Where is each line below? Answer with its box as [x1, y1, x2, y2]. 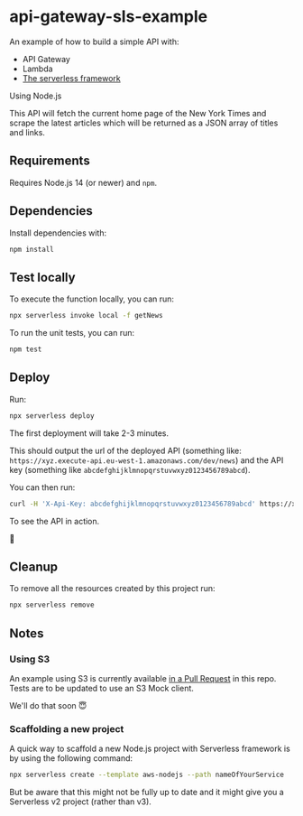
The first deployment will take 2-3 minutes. [9, 427, 170, 439]
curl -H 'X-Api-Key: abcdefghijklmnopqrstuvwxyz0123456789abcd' [9, 499, 256, 508]
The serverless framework [22, 72, 122, 83]
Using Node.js [9, 90, 62, 101]
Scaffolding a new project [9, 722, 124, 735]
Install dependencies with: [9, 227, 107, 238]
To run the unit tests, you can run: [9, 328, 135, 338]
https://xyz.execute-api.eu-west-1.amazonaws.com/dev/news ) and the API [9, 454, 284, 466]
